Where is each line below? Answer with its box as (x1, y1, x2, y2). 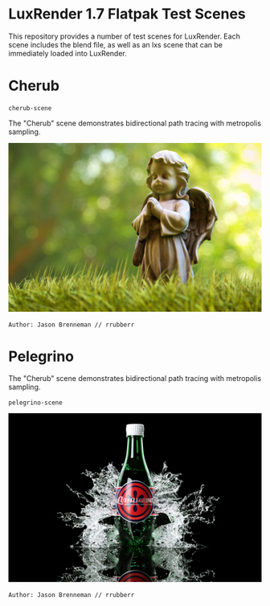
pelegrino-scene (8, 399, 63, 407)
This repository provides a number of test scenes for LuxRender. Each (8, 31, 241, 41)
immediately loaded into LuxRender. (8, 48, 127, 58)
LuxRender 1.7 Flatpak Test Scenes (8, 5, 247, 23)
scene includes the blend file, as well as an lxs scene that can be (8, 39, 223, 49)
